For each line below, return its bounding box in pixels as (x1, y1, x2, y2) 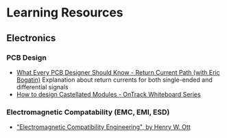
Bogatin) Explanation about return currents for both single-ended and (16, 76, 213, 84)
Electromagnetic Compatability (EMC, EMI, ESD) (6, 107, 170, 117)
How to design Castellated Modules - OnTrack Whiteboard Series (16, 90, 201, 98)
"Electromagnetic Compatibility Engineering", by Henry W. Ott (16, 123, 191, 131)
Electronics (6, 32, 56, 44)
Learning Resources (6, 5, 123, 21)
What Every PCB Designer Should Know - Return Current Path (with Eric (16, 68, 220, 76)
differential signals (16, 82, 69, 91)
